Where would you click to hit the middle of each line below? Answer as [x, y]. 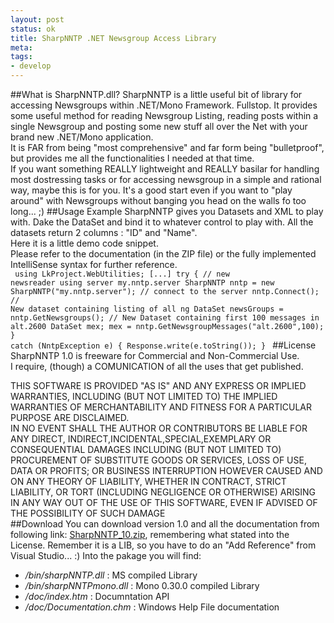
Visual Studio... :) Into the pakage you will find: [106, 555]
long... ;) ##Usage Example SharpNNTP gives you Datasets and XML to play [167, 211]
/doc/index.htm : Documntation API [97, 596]
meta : [21, 47]
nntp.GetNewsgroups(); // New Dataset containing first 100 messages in [165, 318]
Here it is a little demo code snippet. [84, 243]
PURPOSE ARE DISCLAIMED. [70, 417]
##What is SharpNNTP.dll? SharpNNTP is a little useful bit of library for [156, 94]
